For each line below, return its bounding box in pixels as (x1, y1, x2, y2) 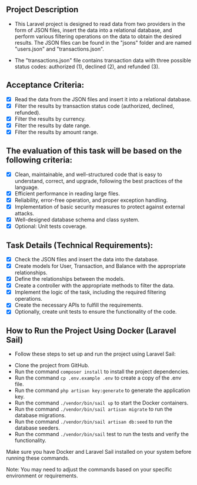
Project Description (6, 5, 79, 15)
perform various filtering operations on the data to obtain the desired (14, 32, 182, 40)
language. (14, 184, 39, 191)
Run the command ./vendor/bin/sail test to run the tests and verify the (14, 431, 189, 438)
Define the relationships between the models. (14, 275, 125, 283)
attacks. (14, 210, 34, 217)
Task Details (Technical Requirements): (6, 240, 153, 250)
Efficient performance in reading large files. (14, 190, 121, 197)
